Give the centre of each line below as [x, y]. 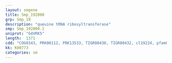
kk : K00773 [17, 48]
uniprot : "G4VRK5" [25, 34]
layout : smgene [21, 10]
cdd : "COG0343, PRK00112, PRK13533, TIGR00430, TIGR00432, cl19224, [80, 43]
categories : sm [21, 52]
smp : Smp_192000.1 [25, 29]
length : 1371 [20, 39]
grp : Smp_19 [18, 19]
